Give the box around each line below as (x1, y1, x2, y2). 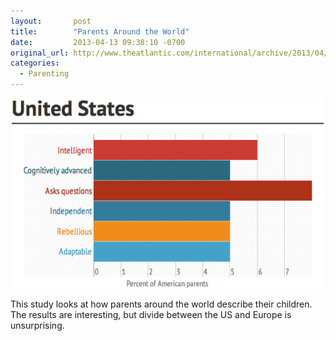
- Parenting (19, 69, 70, 79)
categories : (10, 58, 60, 69)
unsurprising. (10, 320, 65, 332)
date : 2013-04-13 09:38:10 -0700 (10, 37, 186, 47)
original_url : (10, 48, 70, 58)
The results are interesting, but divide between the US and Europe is (10, 309, 292, 321)
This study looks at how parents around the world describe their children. (10, 298, 313, 310)
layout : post (10, 16, 92, 26)
